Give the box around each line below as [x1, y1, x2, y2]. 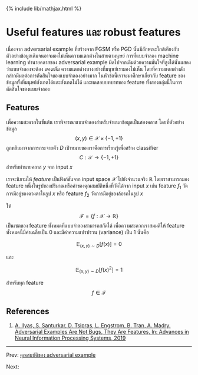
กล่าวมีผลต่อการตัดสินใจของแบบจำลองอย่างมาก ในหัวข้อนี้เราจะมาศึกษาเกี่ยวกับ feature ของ [6, 72, 186, 79]
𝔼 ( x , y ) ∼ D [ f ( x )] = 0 [76, 241, 122, 249]
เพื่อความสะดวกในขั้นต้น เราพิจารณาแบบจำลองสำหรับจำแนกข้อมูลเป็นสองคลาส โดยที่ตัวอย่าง [6, 118, 184, 126]
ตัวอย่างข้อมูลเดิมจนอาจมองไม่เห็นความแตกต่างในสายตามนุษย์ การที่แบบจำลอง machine [6, 52, 179, 59]
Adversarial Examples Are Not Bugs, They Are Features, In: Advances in [14, 328, 190, 335]
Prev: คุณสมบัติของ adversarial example [6, 351, 96, 358]
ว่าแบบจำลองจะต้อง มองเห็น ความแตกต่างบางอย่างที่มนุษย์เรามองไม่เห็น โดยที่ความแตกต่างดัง [6, 65, 185, 73]
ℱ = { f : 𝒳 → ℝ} [79, 212, 119, 220]
